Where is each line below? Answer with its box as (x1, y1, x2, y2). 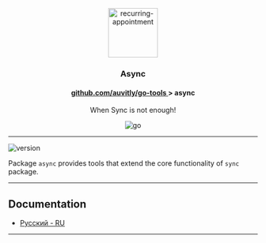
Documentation (8, 197, 87, 211)
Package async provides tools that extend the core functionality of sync (8, 159, 240, 168)
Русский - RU (19, 218, 66, 227)
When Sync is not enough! (89, 106, 177, 115)
